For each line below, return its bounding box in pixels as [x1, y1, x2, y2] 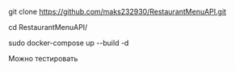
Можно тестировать [8, 54, 78, 63]
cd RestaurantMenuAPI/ [8, 23, 88, 31]
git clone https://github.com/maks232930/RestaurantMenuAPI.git [8, 7, 227, 16]
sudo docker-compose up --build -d [8, 38, 129, 48]
